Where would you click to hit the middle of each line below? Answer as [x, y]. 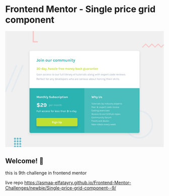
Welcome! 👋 [24, 161]
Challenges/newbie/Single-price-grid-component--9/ [61, 188]
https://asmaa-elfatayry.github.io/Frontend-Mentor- [78, 183]
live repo [14, 183]
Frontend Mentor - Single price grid [80, 9]
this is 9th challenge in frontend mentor [46, 173]
